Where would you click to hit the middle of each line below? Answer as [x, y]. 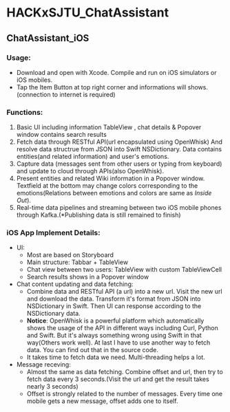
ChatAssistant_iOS [48, 38]
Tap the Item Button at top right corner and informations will [101, 87]
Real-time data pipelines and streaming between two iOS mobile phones [119, 208]
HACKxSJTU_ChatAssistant [88, 13]
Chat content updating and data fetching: [75, 284]
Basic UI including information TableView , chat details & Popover [109, 127]
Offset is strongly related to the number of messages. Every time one [125, 394]
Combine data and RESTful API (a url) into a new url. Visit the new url [124, 292]
